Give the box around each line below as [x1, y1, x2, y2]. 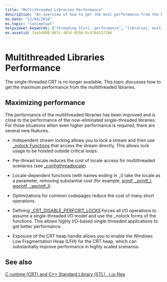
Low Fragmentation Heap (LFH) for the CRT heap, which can [12, 238, 137, 244]
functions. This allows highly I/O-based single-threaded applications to [12, 218, 158, 224]
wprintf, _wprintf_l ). [12, 183, 52, 189]
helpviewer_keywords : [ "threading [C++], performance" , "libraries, [5, 26, 150, 31]
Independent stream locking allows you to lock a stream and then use [12, 137, 155, 143]
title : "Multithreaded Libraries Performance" [5, 7, 103, 12]
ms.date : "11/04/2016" [5, 16, 52, 21]
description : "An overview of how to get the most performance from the [5, 12, 159, 17]
